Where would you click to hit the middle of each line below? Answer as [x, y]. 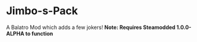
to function [39, 33]
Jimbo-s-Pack [42, 11]
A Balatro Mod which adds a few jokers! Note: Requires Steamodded [91, 27]
